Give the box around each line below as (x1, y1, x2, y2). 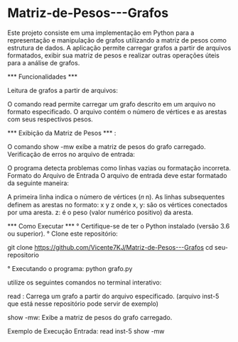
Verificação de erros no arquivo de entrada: (7, 150, 135, 158)
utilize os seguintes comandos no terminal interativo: (7, 278, 162, 287)
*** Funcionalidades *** (7, 72, 78, 81)
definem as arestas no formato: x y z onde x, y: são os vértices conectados (7, 200, 228, 209)
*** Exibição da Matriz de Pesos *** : (7, 128, 117, 137)
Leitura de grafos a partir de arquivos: (7, 86, 119, 94)
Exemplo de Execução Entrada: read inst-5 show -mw (7, 326, 165, 335)
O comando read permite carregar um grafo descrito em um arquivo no (7, 99, 216, 108)
